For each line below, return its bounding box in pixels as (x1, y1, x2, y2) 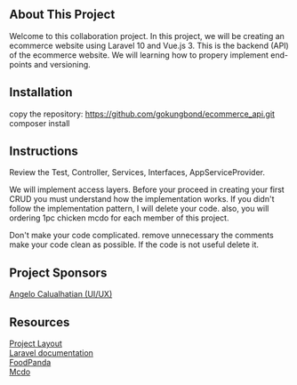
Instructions (9, 144, 78, 159)
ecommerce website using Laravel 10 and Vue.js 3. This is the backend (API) (9, 40, 289, 51)
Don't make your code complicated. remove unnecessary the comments (9, 230, 274, 241)
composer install (9, 117, 70, 128)
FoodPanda (9, 357, 52, 368)
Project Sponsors (9, 265, 108, 280)
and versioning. (34, 59, 91, 69)
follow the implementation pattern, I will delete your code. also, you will (9, 204, 269, 214)
